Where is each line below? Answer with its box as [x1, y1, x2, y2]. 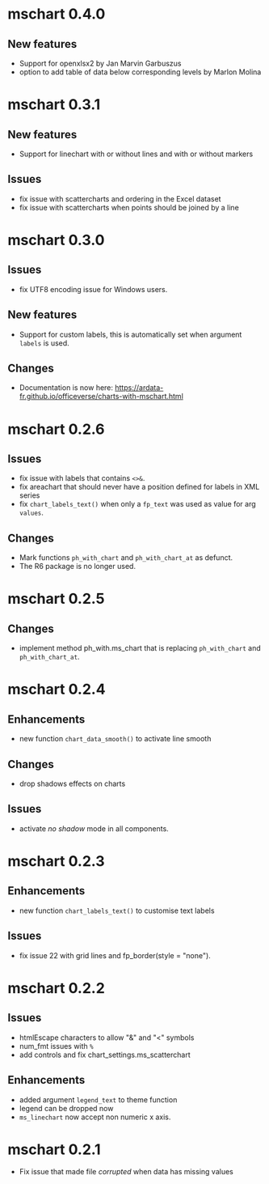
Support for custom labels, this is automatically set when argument [19, 329, 242, 339]
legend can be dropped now [19, 1103, 114, 1113]
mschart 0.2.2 [7, 978, 106, 997]
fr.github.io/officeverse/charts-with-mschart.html [19, 392, 183, 401]
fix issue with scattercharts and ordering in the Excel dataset [19, 193, 221, 203]
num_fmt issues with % [19, 1041, 94, 1050]
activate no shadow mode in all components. [19, 823, 169, 834]
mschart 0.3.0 [7, 231, 105, 249]
